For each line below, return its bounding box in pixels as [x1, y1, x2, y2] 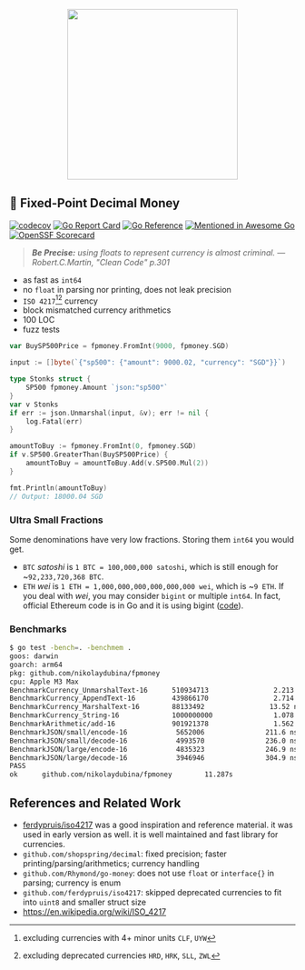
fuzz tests [22, 324, 61, 335]
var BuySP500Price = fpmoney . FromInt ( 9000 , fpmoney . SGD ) [9, 342, 230, 351]
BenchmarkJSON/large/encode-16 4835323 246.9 [9, 745, 286, 754]
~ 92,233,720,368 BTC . [22, 571, 104, 582]
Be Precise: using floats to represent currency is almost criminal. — [31, 246, 286, 258]
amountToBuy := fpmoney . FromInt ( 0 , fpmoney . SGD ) [9, 442, 197, 451]
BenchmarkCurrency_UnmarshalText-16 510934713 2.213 [9, 685, 295, 695]
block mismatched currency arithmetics [22, 305, 172, 315]
